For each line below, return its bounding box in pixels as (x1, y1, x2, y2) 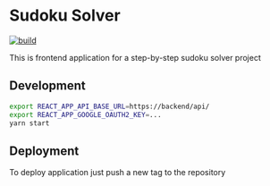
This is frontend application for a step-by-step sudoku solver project (9, 52, 261, 63)
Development (9, 78, 87, 94)
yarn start (9, 118, 50, 128)
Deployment (9, 143, 80, 158)
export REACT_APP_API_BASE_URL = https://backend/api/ (9, 102, 210, 111)
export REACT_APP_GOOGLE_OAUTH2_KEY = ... (9, 110, 163, 119)
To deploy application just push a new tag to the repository (9, 167, 226, 178)
